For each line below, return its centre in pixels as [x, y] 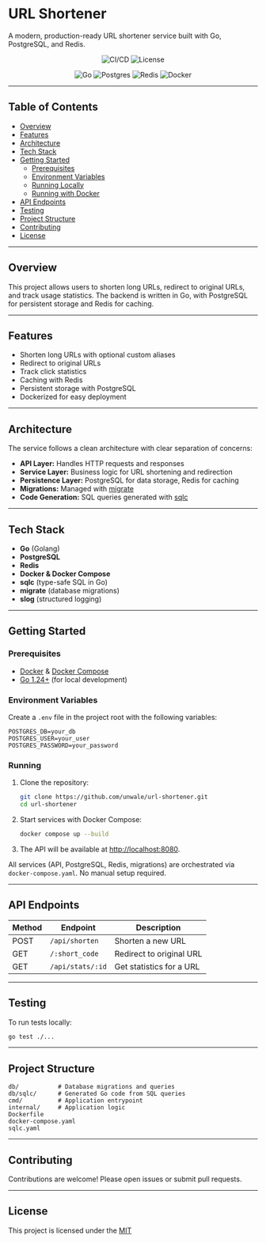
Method [27, 927]
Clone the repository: [54, 783]
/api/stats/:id [78, 966]
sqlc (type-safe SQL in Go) [64, 582]
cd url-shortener [48, 805]
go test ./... [32, 1036]
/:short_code [74, 953]
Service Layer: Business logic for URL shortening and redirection [126, 472]
